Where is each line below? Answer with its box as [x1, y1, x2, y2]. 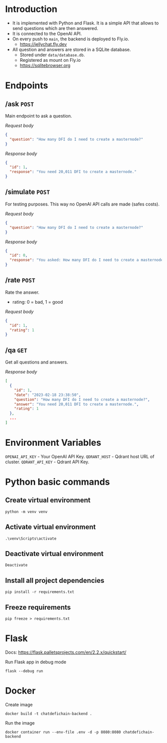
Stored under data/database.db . [19, 51, 85, 58]
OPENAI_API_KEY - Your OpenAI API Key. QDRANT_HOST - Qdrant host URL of [5, 453, 155, 459]
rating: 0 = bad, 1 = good [12, 299, 63, 305]
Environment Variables [5, 437, 101, 448]
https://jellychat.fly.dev [19, 41, 67, 47]
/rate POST [5, 276, 36, 285]
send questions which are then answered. [12, 25, 98, 31]
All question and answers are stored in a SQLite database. [12, 46, 131, 52]
